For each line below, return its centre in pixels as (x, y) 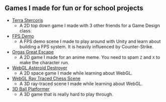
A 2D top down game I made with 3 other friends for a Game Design (90, 25)
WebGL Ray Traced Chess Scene (46, 78)
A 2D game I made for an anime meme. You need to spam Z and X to (90, 57)
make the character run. (44, 62)
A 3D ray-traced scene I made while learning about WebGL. (81, 84)
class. (26, 31)
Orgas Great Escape (33, 52)
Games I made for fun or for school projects (74, 8)
